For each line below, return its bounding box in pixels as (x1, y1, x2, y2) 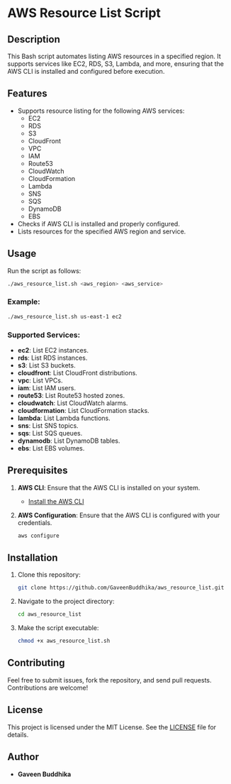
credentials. (17, 518, 52, 526)
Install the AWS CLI (28, 497, 84, 505)
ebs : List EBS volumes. (17, 443, 85, 452)
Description (7, 33, 60, 45)
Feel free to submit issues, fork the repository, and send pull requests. (7, 675, 212, 684)
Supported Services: (7, 330, 80, 340)
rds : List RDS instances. (17, 353, 88, 362)
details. (7, 730, 29, 739)
